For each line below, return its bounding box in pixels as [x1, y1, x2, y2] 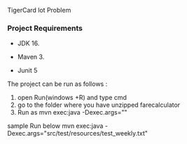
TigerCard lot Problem [7, 6, 71, 14]
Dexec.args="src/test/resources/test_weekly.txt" [7, 129, 148, 138]
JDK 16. [17, 39, 40, 48]
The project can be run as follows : [7, 80, 108, 88]
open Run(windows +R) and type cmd [17, 94, 127, 102]
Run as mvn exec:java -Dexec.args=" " [17, 108, 127, 117]
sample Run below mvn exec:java [7, 122, 104, 130]
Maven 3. [17, 52, 45, 62]
